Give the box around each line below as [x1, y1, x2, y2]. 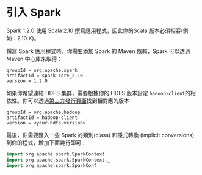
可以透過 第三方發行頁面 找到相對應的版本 [27, 97, 129, 104]
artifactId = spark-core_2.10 [6, 73, 84, 79]
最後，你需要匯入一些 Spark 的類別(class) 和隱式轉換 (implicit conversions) [6, 131, 195, 138]
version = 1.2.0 [6, 77, 48, 84]
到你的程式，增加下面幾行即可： [6, 138, 87, 146]
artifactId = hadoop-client [6, 114, 78, 121]
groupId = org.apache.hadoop [6, 109, 81, 115]
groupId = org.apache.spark [6, 67, 78, 73]
